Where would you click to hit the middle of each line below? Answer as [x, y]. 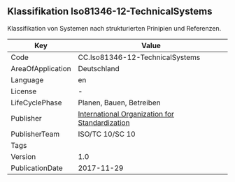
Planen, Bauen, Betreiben [119, 103]
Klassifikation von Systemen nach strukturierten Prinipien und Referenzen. [114, 28]
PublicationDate [37, 168]
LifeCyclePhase [36, 103]
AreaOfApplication [41, 68]
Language [27, 79]
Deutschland [99, 68]
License [24, 91]
